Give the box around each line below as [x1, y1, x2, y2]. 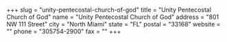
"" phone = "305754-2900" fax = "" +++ [6, 27, 121, 35]
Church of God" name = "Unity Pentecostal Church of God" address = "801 [6, 13, 219, 21]
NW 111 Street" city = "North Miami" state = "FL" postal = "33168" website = [6, 20, 221, 28]
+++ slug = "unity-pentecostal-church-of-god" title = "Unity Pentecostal [6, 6, 212, 14]
